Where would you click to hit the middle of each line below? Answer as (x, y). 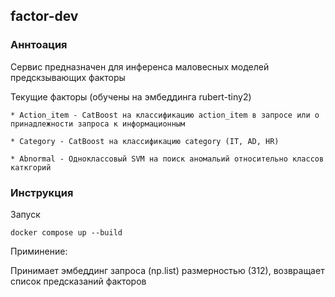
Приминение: (39, 251)
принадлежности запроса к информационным (98, 124)
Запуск (25, 214)
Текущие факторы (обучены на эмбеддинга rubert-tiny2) (131, 96)
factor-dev (44, 16)
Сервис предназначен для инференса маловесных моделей (140, 66)
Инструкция (42, 192)
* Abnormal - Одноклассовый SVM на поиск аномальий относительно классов (167, 159)
